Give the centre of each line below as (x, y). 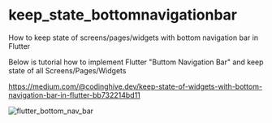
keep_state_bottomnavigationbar (123, 15)
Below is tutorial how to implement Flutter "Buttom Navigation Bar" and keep (136, 62)
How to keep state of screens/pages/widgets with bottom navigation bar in (133, 37)
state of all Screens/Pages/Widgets (67, 70)
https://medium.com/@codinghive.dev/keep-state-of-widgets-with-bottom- (135, 86)
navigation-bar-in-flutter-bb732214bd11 (74, 94)
